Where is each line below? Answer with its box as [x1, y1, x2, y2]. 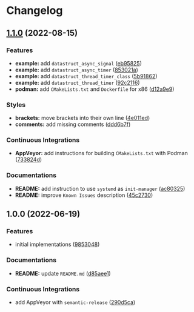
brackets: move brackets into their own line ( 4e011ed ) [15, 115, 150, 122]
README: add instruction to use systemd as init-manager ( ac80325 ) [15, 185, 186, 192]
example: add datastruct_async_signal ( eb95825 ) [15, 59, 142, 67]
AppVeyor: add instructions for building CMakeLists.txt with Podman [15, 150, 188, 157]
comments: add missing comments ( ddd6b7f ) [15, 121, 131, 128]
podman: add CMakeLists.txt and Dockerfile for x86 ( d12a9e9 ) [15, 85, 175, 93]
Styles [6, 101, 26, 109]
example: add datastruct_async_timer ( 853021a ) [15, 66, 138, 73]
